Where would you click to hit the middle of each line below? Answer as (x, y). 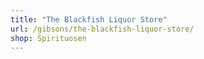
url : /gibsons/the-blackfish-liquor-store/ (102, 29)
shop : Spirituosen (48, 38)
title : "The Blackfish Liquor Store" (89, 19)
